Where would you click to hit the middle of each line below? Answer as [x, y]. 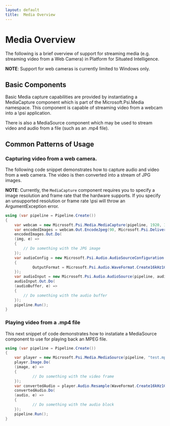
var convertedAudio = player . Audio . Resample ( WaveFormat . [76, 386]
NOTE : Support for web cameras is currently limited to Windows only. [78, 69]
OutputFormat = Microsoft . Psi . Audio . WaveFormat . [84, 267]
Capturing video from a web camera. [51, 158]
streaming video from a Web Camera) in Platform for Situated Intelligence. [82, 59]
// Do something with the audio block [73, 405]
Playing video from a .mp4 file [43, 323]
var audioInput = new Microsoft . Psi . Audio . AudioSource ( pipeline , [85, 277]
